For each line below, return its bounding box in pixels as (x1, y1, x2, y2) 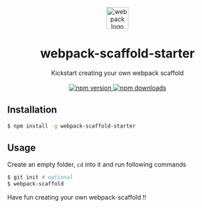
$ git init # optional (7, 174, 73, 181)
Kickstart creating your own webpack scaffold (51, 69, 184, 77)
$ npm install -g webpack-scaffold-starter (7, 123, 136, 130)
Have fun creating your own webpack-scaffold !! (7, 193, 147, 202)
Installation (7, 104, 57, 116)
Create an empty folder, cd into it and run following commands (7, 160, 187, 169)
